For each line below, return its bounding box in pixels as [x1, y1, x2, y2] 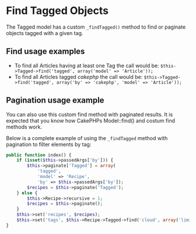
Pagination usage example [6, 95, 104, 106]
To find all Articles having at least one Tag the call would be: [14, 62, 159, 69]
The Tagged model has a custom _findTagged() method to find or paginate [6, 23, 186, 30]
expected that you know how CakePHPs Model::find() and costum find [6, 117, 176, 124]
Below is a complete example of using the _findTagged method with [6, 134, 168, 141]
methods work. [6, 123, 43, 130]
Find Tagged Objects [6, 4, 109, 18]
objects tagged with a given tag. [6, 29, 83, 36]
